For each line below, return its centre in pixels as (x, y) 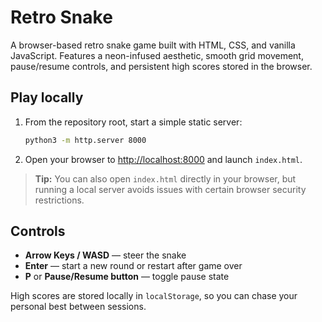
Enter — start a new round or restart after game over (133, 266)
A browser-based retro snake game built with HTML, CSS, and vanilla (153, 45)
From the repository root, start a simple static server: (133, 122)
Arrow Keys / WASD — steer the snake (105, 255)
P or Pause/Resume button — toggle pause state (127, 277)
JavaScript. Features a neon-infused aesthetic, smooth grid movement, (157, 55)
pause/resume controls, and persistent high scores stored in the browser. (161, 66)
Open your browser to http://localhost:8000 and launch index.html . (163, 159)
